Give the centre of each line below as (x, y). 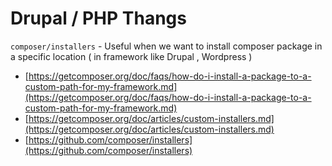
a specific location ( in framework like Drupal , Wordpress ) (131, 56)
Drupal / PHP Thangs (98, 18)
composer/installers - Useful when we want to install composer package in (166, 46)
